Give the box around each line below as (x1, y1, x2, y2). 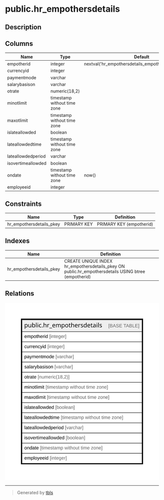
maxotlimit (7, 117, 28, 123)
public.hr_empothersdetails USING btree (64, 269, 145, 274)
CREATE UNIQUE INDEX (64, 258, 113, 264)
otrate (7, 88, 20, 94)
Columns (5, 39, 33, 47)
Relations (5, 290, 35, 298)
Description (5, 23, 41, 31)
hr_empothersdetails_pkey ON (64, 263, 125, 270)
